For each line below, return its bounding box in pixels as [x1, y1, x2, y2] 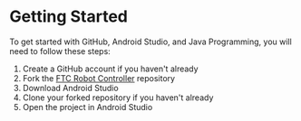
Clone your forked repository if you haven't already [22, 92, 214, 103]
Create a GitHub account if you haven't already [22, 63, 199, 74]
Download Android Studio [22, 82, 120, 93]
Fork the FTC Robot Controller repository [22, 72, 175, 83]
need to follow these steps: [9, 45, 111, 56]
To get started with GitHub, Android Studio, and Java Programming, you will [9, 36, 292, 47]
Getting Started [9, 6, 129, 27]
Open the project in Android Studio [22, 101, 153, 112]
